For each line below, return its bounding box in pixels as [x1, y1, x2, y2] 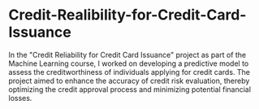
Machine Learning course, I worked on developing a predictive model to [8, 59, 249, 68]
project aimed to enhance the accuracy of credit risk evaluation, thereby [8, 76, 250, 85]
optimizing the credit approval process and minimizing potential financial [8, 84, 252, 94]
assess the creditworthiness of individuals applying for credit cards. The [8, 67, 250, 76]
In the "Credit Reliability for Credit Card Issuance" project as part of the [8, 50, 247, 59]
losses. [8, 93, 32, 102]
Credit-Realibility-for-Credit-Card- [8, 6, 247, 24]
